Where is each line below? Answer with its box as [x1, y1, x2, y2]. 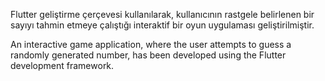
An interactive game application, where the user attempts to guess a [10, 39, 292, 50]
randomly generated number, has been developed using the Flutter [10, 49, 287, 61]
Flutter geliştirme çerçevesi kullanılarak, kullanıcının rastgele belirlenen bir [10, 9, 315, 20]
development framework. [10, 60, 115, 71]
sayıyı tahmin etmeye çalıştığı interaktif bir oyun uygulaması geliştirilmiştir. [10, 19, 315, 31]
